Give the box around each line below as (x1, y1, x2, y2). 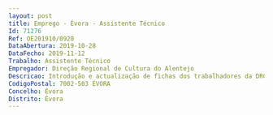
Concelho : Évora (8, 87, 63, 96)
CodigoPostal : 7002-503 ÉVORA (8, 79, 111, 87)
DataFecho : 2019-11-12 (8, 49, 85, 57)
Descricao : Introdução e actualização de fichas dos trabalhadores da (8, 72, 253, 80)
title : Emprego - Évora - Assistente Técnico (8, 19, 165, 28)
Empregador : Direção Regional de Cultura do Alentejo (8, 65, 195, 73)
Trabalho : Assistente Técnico (8, 57, 111, 66)
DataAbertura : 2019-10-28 (8, 42, 96, 50)
